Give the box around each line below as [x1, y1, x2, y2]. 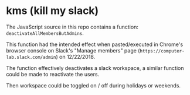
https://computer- [140, 48, 185, 54]
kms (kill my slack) [6, 4, 99, 17]
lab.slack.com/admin [6, 54, 57, 60]
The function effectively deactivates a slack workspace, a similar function [6, 64, 184, 71]
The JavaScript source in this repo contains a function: [6, 23, 139, 30]
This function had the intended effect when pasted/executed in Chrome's [6, 41, 184, 48]
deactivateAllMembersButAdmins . [6, 29, 84, 36]
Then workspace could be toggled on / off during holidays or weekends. [6, 82, 181, 89]
